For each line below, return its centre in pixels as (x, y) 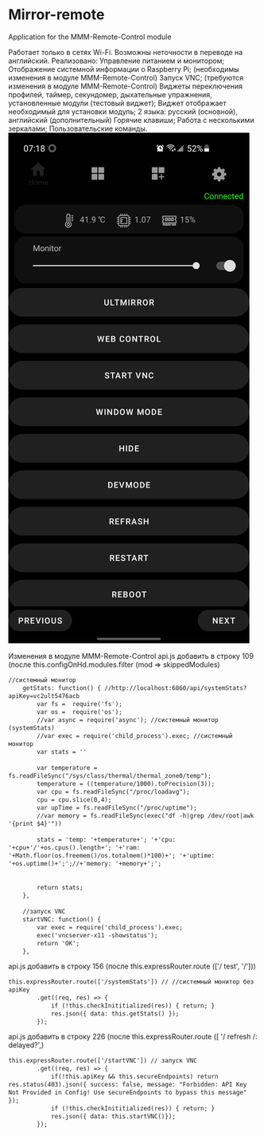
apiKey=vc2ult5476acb (44, 696)
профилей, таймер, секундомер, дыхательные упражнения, (110, 94)
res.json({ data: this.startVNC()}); (113, 1116)
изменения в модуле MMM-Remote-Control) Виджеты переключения (125, 86)
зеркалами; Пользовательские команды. (78, 128)
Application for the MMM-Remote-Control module (90, 37)
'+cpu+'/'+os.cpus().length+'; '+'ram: (74, 847)
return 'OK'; (58, 943)
